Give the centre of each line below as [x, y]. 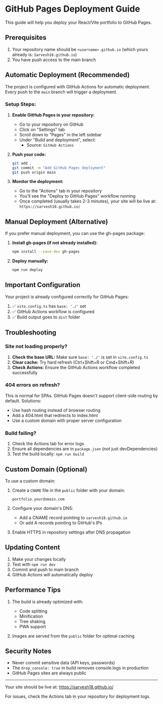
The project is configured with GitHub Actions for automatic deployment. [78, 86]
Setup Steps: [21, 104]
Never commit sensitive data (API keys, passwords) [64, 663]
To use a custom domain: [30, 481]
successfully [25, 372]
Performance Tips [33, 590]
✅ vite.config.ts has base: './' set [49, 306]
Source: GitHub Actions [50, 145]
